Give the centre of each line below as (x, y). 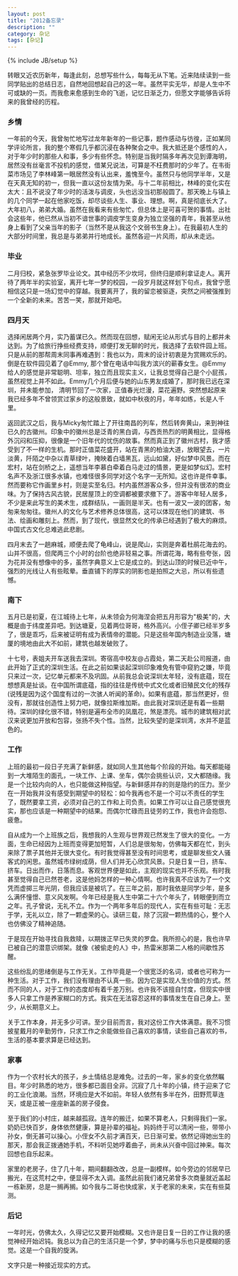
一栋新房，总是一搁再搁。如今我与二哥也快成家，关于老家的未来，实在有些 (116, 1187)
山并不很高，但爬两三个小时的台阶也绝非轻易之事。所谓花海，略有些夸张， (116, 554)
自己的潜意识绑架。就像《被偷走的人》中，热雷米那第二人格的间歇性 (119, 947)
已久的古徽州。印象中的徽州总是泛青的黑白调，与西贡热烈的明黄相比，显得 (116, 432)
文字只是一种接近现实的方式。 (51, 1265)
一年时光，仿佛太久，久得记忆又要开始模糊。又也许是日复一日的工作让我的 (116, 1233)
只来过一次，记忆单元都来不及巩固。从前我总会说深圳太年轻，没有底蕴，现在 (119, 676)
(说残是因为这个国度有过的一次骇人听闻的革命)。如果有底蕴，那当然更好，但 (118, 694)
